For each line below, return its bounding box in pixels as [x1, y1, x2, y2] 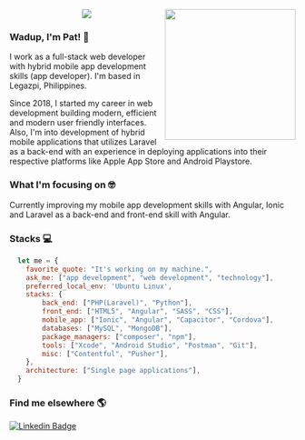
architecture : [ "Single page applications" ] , [25, 366, 202, 375]
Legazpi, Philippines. [9, 80, 87, 91]
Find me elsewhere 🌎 [9, 396, 107, 409]
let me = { [17, 255, 59, 265]
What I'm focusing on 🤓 [9, 178, 116, 191]
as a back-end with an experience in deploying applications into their [9, 146, 268, 157]
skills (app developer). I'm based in [9, 71, 141, 82]
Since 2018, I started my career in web [9, 98, 153, 109]
